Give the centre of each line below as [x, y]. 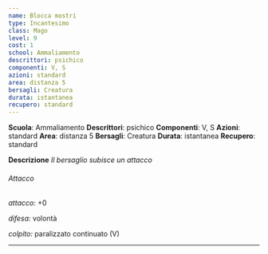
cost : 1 [21, 46]
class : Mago [28, 30]
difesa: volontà [33, 218]
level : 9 [23, 38]
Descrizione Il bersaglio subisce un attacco [81, 160]
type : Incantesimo [39, 23]
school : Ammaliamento [44, 53]
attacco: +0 [28, 203]
